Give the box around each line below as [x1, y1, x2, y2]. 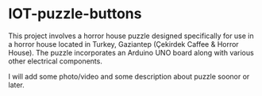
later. [8, 80, 25, 90]
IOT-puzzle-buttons [8, 5, 142, 23]
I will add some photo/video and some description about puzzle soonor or [8, 71, 250, 81]
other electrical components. [8, 56, 103, 66]
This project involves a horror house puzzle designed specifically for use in [8, 31, 254, 40]
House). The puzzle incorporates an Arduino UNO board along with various [8, 48, 254, 57]
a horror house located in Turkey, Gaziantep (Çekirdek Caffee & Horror [8, 39, 240, 48]
